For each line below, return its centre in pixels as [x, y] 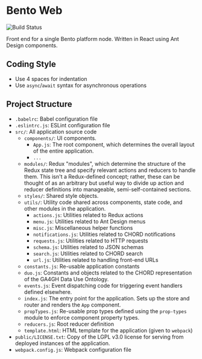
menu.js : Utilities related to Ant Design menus [89, 221]
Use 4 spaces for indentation [51, 78]
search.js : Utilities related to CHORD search [88, 253]
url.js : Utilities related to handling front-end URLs [96, 259]
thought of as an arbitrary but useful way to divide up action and [104, 183]
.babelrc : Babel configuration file [56, 119]
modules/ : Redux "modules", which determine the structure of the [105, 164]
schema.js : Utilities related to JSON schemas [88, 247]
